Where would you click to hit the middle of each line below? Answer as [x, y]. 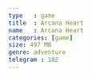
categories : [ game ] [41, 38]
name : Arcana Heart [46, 30]
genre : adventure [37, 52]
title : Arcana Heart [46, 23]
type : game [32, 15]
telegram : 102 [34, 60]
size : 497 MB [30, 45]
